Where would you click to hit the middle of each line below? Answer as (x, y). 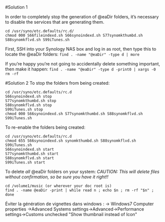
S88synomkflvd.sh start (30, 158)
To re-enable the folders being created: (45, 127)
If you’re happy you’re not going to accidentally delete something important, (82, 64)
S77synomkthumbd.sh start (32, 154)
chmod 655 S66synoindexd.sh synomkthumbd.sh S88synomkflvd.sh (71, 141)
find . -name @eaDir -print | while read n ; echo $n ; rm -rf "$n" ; (80, 190)
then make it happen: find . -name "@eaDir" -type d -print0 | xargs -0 (81, 69)
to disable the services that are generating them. (55, 22)
